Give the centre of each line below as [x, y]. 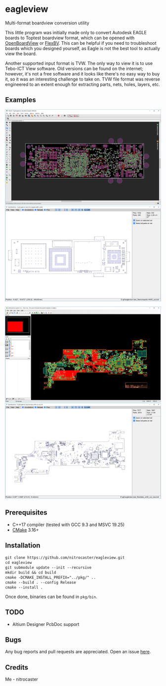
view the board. [21, 54]
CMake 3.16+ [25, 530]
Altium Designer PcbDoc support [46, 624]
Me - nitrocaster [22, 680]
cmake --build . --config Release [41, 582]
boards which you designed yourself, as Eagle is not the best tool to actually [83, 48]
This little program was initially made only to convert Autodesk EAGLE [76, 32]
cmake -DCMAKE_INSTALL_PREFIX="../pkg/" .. [51, 577]
